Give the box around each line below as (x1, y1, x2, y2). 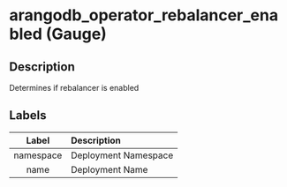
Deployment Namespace (70, 149, 174, 161)
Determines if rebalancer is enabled (9, 83, 140, 93)
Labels (9, 108, 47, 123)
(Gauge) (45, 24, 108, 44)
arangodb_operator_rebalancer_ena (9, 5, 279, 26)
